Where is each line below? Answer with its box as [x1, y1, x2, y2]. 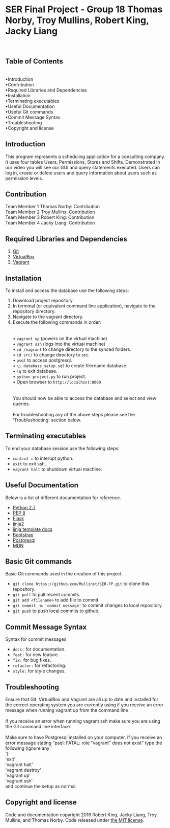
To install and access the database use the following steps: [5, 287, 129, 294]
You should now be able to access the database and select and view [12, 395, 157, 401]
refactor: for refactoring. [12, 662, 67, 668]
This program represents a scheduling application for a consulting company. [5, 153, 165, 160]
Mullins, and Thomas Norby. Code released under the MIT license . [5, 817, 145, 823]
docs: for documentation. [12, 646, 66, 653]
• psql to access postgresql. [12, 357, 72, 363]
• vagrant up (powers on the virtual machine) [12, 335, 108, 341]
